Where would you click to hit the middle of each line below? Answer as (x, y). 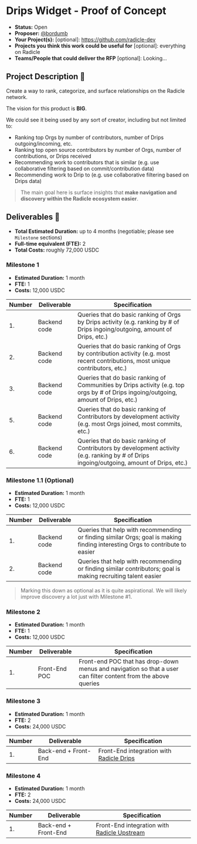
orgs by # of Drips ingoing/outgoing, (127, 392)
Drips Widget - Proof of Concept (86, 11)
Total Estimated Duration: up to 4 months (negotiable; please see (94, 231)
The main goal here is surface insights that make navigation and (98, 192)
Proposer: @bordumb (41, 33)
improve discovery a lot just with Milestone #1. (76, 597)
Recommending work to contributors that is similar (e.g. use (87, 162)
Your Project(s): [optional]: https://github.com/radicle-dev (85, 39)
